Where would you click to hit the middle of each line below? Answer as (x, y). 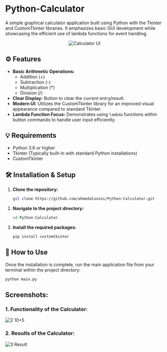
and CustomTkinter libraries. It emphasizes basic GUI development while (80, 28)
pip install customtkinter (41, 237)
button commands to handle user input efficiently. (64, 120)
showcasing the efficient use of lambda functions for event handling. (76, 33)
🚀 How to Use (26, 252)
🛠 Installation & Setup (40, 175)
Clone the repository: (35, 189)
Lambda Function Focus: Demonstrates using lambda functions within (85, 114)
